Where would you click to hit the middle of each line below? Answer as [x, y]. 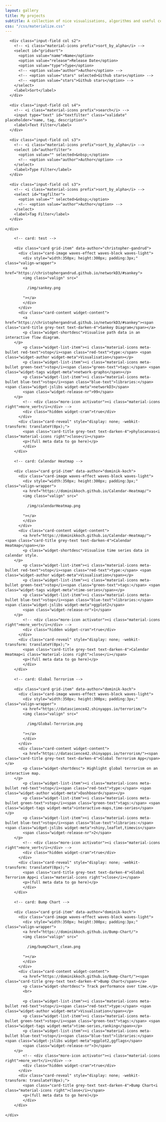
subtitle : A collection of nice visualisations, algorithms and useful [80, 21]
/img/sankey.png [44, 288]
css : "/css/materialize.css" [35, 26]
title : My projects [25, 16]
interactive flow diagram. [33, 338]
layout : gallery [22, 10]
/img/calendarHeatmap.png [54, 506]
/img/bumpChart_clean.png [54, 947]
